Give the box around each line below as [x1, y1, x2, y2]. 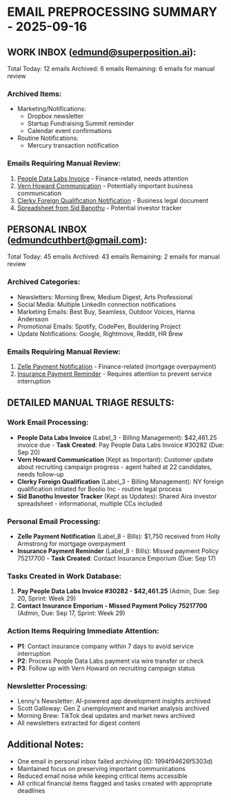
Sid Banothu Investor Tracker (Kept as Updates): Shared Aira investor [17, 492, 217, 500]
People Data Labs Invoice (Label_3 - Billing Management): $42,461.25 [17, 433, 217, 441]
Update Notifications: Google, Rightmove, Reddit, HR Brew [17, 329, 183, 338]
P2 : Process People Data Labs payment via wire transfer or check [17, 657, 205, 665]
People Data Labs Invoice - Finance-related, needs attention [17, 174, 188, 183]
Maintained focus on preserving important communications [17, 764, 186, 772]
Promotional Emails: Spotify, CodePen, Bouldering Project [17, 322, 181, 330]
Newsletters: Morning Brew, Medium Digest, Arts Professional [17, 292, 193, 301]
